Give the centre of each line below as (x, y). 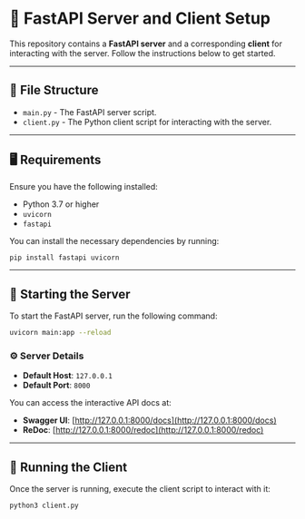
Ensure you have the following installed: (84, 186)
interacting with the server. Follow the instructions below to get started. (143, 53)
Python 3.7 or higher (61, 204)
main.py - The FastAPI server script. (89, 112)
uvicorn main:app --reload (60, 333)
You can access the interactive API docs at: (91, 403)
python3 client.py (44, 506)
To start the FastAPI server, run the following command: (113, 316)
